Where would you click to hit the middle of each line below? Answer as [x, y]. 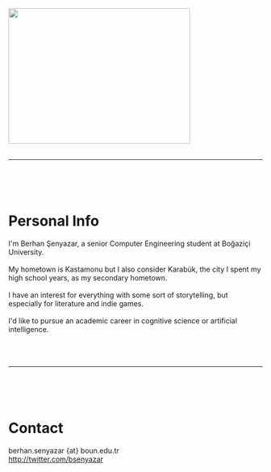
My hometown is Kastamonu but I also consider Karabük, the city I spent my [135, 269]
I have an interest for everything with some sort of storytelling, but [118, 295]
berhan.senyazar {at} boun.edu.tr [64, 450]
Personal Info [54, 221]
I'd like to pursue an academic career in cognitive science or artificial [123, 320]
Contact [36, 428]
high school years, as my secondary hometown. [88, 277]
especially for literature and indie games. [76, 303]
